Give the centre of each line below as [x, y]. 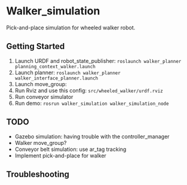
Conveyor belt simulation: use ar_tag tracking [70, 149]
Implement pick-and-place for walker [60, 155]
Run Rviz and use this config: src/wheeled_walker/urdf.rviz [89, 90]
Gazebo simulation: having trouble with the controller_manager [92, 137]
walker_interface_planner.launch [56, 78]
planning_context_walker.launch [55, 66]
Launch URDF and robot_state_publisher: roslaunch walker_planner [98, 60]
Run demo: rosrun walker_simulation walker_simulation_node [92, 103]
